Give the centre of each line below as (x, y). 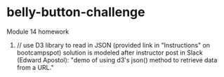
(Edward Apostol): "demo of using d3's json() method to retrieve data (117, 59)
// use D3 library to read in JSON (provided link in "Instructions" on (113, 45)
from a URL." (35, 67)
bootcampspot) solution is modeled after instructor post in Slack (110, 52)
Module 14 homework (38, 31)
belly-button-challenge (76, 12)
